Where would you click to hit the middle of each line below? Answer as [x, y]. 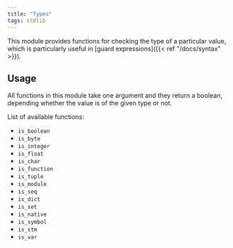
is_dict [29, 200]
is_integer [34, 147]
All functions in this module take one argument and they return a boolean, [115, 95]
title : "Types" [30, 14]
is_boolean [34, 131]
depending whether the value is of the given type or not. [90, 103]
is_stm [27, 230]
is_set [27, 207]
